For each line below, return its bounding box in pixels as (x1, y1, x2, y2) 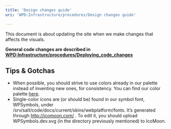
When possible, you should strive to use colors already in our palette (12, 80, 158, 86)
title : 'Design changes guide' (5, 7, 72, 13)
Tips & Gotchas (5, 66, 55, 75)
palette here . (12, 91, 40, 97)
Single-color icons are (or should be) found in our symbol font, (12, 96, 145, 102)
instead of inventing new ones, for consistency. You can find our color (12, 85, 161, 92)
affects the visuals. (5, 36, 45, 42)
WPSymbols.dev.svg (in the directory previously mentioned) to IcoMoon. (12, 118, 166, 124)
